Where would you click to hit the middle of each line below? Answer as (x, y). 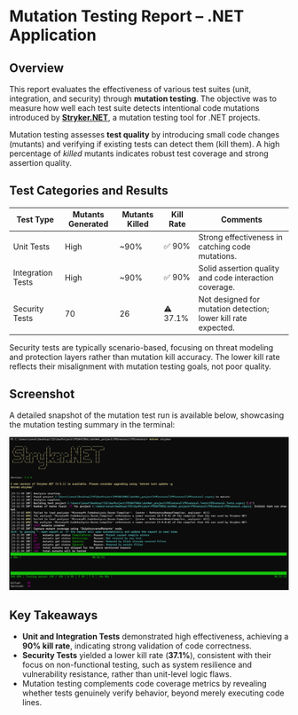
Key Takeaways (54, 615)
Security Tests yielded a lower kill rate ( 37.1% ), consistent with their (147, 656)
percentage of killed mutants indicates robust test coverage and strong (139, 153)
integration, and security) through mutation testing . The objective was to (143, 98)
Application (53, 35)
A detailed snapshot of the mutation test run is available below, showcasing (147, 415)
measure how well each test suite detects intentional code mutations (134, 108)
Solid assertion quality (239, 268)
